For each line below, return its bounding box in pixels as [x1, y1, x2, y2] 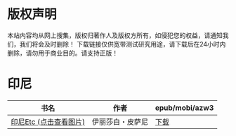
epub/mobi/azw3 [155, 103, 214, 113]
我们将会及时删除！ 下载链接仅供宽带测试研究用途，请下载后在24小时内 [19, 39, 226, 48]
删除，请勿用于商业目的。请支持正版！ [7, 49, 118, 57]
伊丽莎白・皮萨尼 [91, 117, 149, 127]
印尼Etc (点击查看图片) [11, 117, 86, 127]
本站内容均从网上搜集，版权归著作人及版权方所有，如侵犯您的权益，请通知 [7, 31, 223, 39]
